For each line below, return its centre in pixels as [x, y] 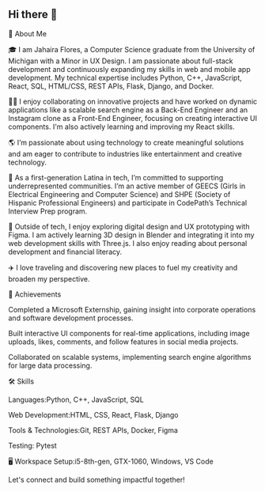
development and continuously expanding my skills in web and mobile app [129, 69]
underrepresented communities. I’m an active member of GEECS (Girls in [127, 186]
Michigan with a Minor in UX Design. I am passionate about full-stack [121, 61]
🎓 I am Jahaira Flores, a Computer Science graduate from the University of [132, 49]
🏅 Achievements [35, 294]
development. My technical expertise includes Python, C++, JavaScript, [125, 78]
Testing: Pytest [32, 445]
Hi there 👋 [33, 15]
